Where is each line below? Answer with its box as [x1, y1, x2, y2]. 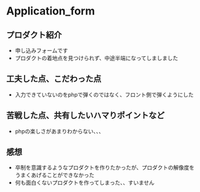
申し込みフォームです [14, 47, 68, 54]
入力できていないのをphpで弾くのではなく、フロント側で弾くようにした [14, 91, 194, 98]
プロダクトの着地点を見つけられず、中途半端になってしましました [14, 54, 179, 62]
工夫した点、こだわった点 [6, 74, 101, 84]
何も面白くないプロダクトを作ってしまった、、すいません [14, 179, 155, 187]
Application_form [6, 4, 95, 18]
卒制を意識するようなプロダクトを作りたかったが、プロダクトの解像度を [14, 164, 195, 171]
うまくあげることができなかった [14, 171, 95, 179]
